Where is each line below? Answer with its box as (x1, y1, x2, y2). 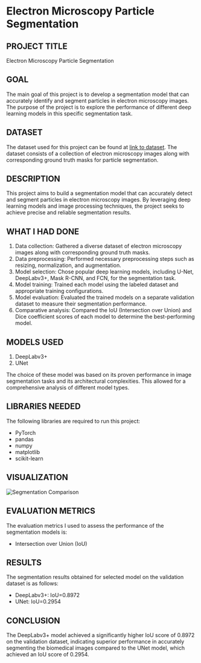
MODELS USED (6, 337, 64, 347)
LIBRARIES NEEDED (6, 402, 81, 412)
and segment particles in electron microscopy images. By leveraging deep (6, 196, 191, 203)
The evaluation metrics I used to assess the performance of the (6, 522, 164, 529)
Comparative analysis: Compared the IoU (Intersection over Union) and (14, 307, 192, 314)
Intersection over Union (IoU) (14, 540, 88, 547)
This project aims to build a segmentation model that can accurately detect (6, 190, 193, 197)
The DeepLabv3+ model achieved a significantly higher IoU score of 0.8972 (6, 632, 195, 639)
